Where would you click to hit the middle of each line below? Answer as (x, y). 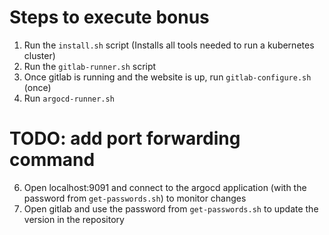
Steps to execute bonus (109, 17)
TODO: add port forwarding (125, 138)
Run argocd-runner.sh (69, 98)
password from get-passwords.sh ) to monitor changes (135, 198)
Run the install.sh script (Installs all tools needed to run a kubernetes (169, 45)
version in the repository (74, 219)
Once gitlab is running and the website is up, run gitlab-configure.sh (167, 77)
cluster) (39, 55)
